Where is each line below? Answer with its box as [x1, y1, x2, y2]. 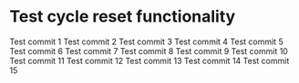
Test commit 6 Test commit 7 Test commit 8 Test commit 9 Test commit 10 [9, 45, 289, 56]
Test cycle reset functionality [9, 6, 236, 27]
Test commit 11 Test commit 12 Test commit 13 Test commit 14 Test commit [9, 55, 290, 66]
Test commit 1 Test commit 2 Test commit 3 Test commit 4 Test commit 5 [9, 36, 284, 47]
